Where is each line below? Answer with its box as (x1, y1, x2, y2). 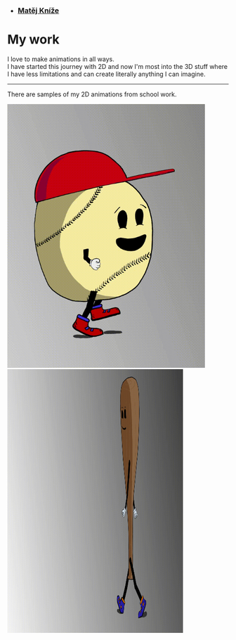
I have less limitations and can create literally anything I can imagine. (7, 70, 206, 78)
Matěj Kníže (17, 6, 60, 15)
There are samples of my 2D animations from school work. (7, 90, 177, 98)
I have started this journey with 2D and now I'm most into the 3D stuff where (7, 62, 228, 70)
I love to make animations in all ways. (7, 55, 114, 63)
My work (7, 32, 60, 48)
